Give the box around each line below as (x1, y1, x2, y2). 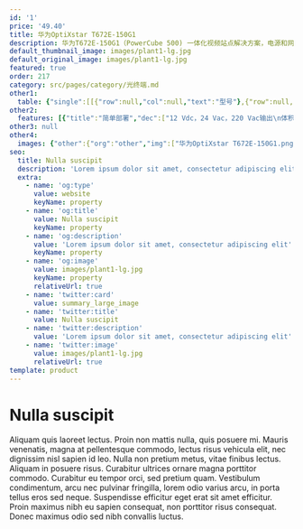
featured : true (9, 64, 67, 73)
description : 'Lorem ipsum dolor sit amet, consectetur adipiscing (17, 164, 277, 173)
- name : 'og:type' (25, 181, 95, 190)
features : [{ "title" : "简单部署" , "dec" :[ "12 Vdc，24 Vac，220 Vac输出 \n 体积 (17, 114, 295, 123)
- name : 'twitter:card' (25, 290, 115, 299)
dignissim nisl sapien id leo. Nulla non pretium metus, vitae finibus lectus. (9, 453, 281, 465)
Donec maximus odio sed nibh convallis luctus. (9, 511, 184, 522)
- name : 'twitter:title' (25, 307, 119, 316)
